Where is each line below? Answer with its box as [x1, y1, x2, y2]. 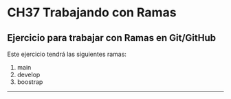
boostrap [16, 78, 43, 86]
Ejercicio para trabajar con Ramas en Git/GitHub [7, 32, 217, 44]
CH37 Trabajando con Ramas [7, 5, 177, 20]
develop [16, 70, 41, 79]
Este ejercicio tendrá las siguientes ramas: [7, 50, 127, 58]
